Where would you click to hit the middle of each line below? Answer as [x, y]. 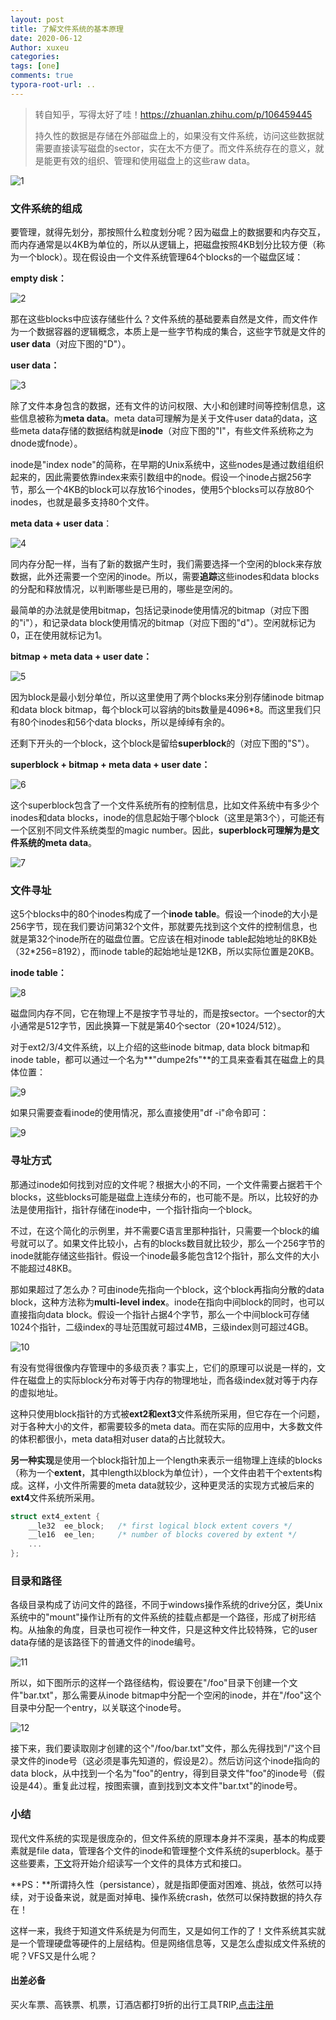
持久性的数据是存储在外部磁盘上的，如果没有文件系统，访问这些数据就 [179, 135]
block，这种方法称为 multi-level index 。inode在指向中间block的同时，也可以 [167, 1302]
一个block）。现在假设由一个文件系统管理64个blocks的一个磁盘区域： [161, 257]
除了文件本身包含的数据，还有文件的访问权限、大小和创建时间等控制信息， [163, 406]
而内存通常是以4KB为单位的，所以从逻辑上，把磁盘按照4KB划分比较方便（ [163, 245]
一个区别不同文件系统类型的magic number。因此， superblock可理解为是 [161, 830]
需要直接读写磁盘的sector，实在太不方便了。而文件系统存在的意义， [175, 148]
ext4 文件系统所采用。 [55, 1497]
